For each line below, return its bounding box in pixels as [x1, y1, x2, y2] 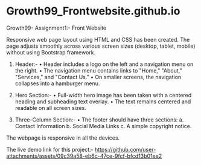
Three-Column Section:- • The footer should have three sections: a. [14, 116, 184, 123]
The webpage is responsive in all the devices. [6, 134, 120, 141]
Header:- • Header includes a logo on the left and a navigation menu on [14, 60, 194, 68]
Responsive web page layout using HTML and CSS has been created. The [6, 36, 190, 43]
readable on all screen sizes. [14, 104, 86, 111]
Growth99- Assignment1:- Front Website [6, 24, 107, 31]
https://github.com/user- [94, 146, 156, 153]
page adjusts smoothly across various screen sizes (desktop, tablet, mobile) [6, 42, 196, 50]
